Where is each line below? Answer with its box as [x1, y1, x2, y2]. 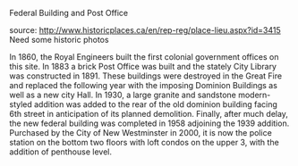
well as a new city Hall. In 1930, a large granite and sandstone [9, 89, 237, 100]
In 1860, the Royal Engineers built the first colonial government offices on [9, 52, 279, 62]
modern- [238, 89, 271, 100]
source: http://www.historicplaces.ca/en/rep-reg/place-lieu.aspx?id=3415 [9, 25, 282, 35]
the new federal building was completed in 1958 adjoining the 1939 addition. [9, 118, 290, 129]
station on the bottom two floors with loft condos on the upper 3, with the [9, 137, 279, 147]
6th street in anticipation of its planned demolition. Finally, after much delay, [9, 109, 289, 119]
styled [9, 99, 33, 110]
